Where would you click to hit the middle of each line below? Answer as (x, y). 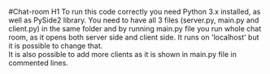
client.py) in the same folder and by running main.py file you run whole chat (135, 29)
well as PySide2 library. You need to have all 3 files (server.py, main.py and (134, 20)
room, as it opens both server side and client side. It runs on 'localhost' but (134, 37)
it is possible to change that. (56, 46)
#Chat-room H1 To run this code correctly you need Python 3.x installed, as (135, 12)
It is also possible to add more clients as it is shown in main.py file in (123, 54)
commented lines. (39, 63)
